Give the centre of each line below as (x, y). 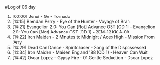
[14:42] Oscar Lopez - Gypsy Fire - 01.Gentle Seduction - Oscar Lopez (82, 57)
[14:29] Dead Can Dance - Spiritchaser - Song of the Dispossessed (79, 47)
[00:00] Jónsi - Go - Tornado (41, 16)
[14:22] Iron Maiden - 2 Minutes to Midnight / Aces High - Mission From (83, 37)
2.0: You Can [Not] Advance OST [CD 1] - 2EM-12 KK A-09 (71, 32)
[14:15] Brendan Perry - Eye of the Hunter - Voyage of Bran (71, 22)
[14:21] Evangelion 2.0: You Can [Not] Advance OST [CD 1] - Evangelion (84, 27)
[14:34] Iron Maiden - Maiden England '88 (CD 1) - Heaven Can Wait (80, 52)
